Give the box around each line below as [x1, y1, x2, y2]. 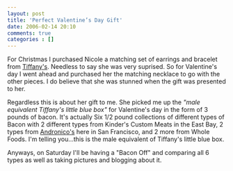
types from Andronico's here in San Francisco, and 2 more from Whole [7, 128, 210, 136]
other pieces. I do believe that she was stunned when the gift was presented [7, 77, 226, 85]
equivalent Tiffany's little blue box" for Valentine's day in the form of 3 [7, 106, 209, 114]
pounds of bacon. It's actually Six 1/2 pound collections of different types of [7, 113, 225, 122]
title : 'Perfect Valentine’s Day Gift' [7, 17, 123, 24]
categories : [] [7, 36, 54, 43]
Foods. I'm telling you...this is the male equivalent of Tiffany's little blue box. [7, 135, 225, 143]
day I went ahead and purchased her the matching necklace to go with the [7, 70, 220, 79]
